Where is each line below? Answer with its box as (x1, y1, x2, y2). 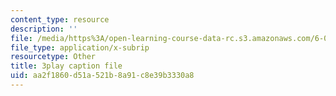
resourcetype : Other (10, 52, 97, 62)
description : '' (10, 24, 78, 34)
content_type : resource (10, 14, 110, 25)
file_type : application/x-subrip (10, 42, 150, 53)
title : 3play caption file (10, 61, 123, 71)
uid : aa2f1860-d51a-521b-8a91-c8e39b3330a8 (10, 71, 195, 81)
